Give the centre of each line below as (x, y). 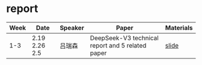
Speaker (72, 28)
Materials (179, 28)
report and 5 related (118, 45)
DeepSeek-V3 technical (124, 38)
